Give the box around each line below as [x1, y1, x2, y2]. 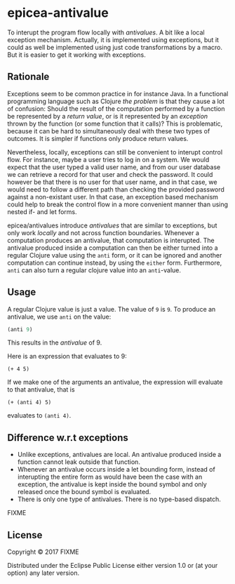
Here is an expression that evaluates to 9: [7, 352, 128, 361]
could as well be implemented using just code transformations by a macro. [7, 43, 223, 51]
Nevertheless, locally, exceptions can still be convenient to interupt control [7, 147, 223, 156]
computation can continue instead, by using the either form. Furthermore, [7, 258, 222, 267]
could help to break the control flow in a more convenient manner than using [7, 200, 229, 208]
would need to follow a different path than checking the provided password [7, 185, 224, 194]
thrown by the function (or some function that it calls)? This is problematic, [7, 119, 223, 128]
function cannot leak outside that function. [17, 458, 140, 466]
